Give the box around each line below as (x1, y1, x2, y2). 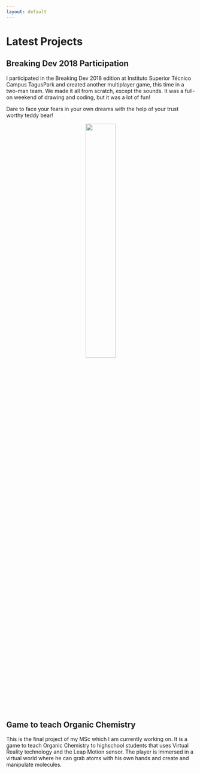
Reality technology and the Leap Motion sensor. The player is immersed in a (6, 748, 193, 755)
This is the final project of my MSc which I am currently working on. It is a (6, 736, 187, 743)
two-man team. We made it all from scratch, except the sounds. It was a (6, 87, 184, 94)
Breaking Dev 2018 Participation (6, 58, 129, 69)
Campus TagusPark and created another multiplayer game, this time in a (6, 80, 184, 88)
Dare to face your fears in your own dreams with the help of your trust (6, 105, 179, 112)
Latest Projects (6, 34, 83, 48)
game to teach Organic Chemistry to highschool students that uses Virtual (6, 742, 189, 749)
